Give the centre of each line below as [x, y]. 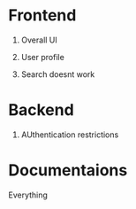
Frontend [42, 15]
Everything [28, 195]
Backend [41, 110]
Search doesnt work [58, 74]
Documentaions [68, 170]
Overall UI [39, 40]
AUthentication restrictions [70, 135]
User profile [43, 57]
